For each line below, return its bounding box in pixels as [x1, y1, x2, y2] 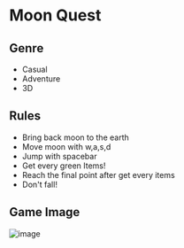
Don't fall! [21, 179, 57, 190]
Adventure [21, 74, 61, 84]
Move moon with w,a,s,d [21, 141, 111, 151]
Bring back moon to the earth [21, 132, 130, 143]
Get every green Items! [21, 160, 106, 171]
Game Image [9, 205, 80, 220]
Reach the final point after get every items [21, 169, 175, 180]
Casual [21, 64, 48, 74]
